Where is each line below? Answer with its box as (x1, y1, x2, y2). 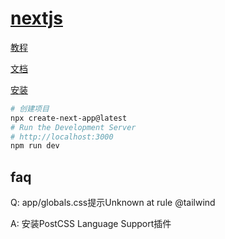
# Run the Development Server (10, 122, 137, 132)
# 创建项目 (10, 103, 50, 114)
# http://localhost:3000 (10, 132, 114, 142)
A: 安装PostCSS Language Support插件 (10, 218, 172, 230)
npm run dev (10, 141, 60, 151)
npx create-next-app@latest (10, 113, 128, 123)
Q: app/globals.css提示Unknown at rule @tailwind (10, 197, 216, 209)
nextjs (10, 7, 63, 30)
